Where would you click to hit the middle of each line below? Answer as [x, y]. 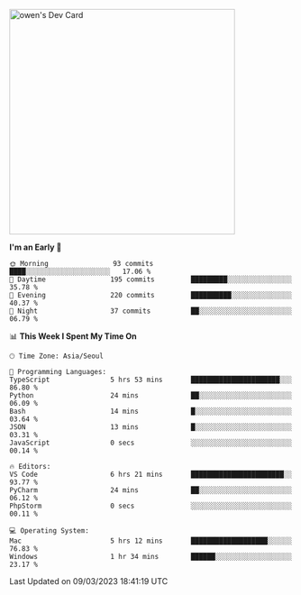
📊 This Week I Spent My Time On [73, 336]
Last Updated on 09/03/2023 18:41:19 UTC [89, 581]
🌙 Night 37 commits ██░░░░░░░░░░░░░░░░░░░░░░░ [151, 311]
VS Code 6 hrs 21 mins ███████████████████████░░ [151, 474]
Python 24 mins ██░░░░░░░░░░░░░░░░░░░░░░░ [151, 396]
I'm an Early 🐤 [36, 247]
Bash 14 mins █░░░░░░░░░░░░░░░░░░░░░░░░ [151, 411]
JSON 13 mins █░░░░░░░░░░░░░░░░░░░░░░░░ [151, 427]
